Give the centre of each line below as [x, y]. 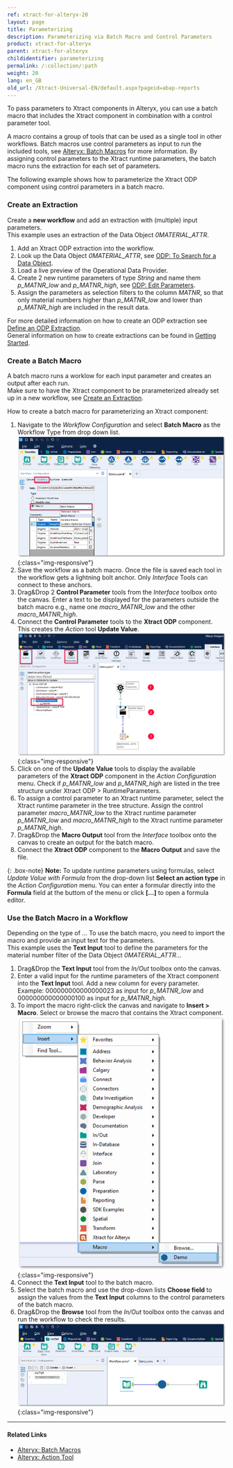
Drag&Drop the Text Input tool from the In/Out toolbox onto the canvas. [119, 968]
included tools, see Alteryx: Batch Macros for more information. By [102, 151]
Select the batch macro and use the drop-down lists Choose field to [115, 1290]
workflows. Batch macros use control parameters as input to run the [104, 144]
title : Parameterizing [40, 29]
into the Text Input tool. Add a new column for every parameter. [108, 983]
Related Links [27, 1434]
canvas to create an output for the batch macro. [86, 842]
